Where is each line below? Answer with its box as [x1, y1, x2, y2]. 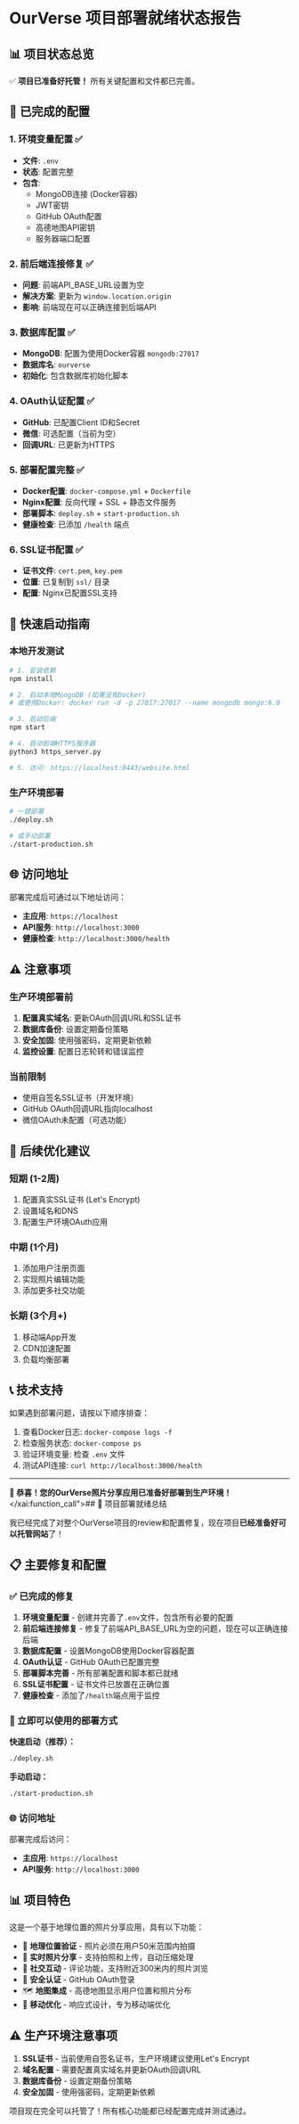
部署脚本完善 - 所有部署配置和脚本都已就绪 [21, 1668, 180, 1678]
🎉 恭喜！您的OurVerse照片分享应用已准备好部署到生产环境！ [9, 1488, 232, 1498]
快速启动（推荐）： [9, 1736, 76, 1747]
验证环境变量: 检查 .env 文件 [21, 1449, 126, 1460]
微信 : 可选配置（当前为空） [21, 428, 121, 439]
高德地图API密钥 [35, 222, 95, 233]
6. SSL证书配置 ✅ [9, 543, 84, 555]
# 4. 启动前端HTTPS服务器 [9, 739, 96, 749]
